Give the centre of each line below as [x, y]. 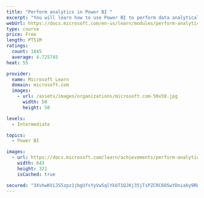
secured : [17, 185]
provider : [19, 73]
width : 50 [35, 102]
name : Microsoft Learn [40, 80]
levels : [16, 118]
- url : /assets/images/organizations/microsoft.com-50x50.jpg [97, 97]
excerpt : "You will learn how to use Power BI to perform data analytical [103, 18]
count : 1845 [27, 52]
